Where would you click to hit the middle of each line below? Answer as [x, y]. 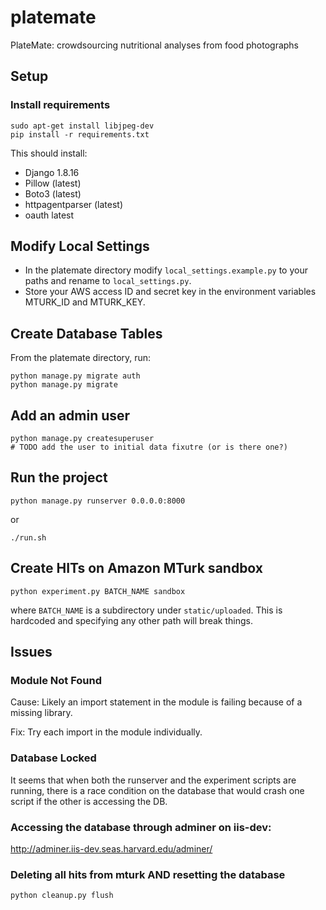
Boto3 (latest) [53, 193]
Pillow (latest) [53, 183]
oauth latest [49, 215]
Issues [31, 652]
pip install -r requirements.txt [80, 134]
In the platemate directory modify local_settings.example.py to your [166, 270]
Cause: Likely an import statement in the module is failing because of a [156, 702]
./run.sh [28, 537]
